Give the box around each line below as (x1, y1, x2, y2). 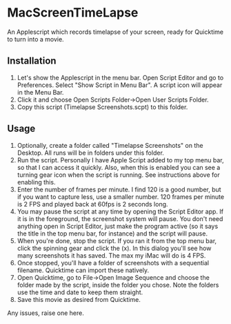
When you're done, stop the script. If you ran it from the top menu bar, (17, 236, 217, 245)
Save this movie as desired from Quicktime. (17, 295, 141, 303)
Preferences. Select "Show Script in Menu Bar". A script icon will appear (17, 81, 223, 89)
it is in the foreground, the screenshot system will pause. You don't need (17, 214, 223, 222)
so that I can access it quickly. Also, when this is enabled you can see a (17, 163, 221, 171)
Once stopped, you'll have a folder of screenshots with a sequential (17, 258, 209, 267)
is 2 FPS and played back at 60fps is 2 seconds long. (17, 200, 168, 208)
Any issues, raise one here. (7, 309, 84, 317)
